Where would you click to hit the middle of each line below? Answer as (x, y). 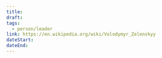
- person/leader (32, 29)
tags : (13, 23)
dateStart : (20, 40)
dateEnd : (17, 46)
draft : (15, 18)
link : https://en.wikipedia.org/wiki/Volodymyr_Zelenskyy (81, 34)
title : (15, 12)
